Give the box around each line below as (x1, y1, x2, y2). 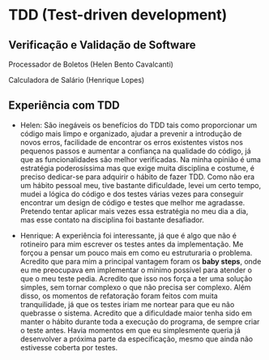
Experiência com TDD (8, 99, 120, 113)
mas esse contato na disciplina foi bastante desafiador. (19, 215, 205, 225)
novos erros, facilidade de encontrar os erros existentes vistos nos (19, 137, 243, 147)
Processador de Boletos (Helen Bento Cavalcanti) (8, 59, 174, 69)
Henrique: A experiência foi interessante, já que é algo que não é (19, 230, 237, 240)
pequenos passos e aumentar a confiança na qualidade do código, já (19, 146, 251, 156)
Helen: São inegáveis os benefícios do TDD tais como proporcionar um (19, 120, 258, 130)
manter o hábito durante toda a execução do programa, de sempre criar (19, 316, 260, 326)
